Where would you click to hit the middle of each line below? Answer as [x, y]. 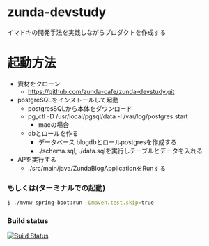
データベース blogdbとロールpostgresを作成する [107, 142]
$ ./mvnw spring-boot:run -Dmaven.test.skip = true [81, 203]
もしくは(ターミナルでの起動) [56, 187]
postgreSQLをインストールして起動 [68, 100]
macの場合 [54, 124]
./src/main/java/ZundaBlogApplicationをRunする [96, 168]
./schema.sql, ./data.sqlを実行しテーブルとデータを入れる [121, 151]
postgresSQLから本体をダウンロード [80, 108]
